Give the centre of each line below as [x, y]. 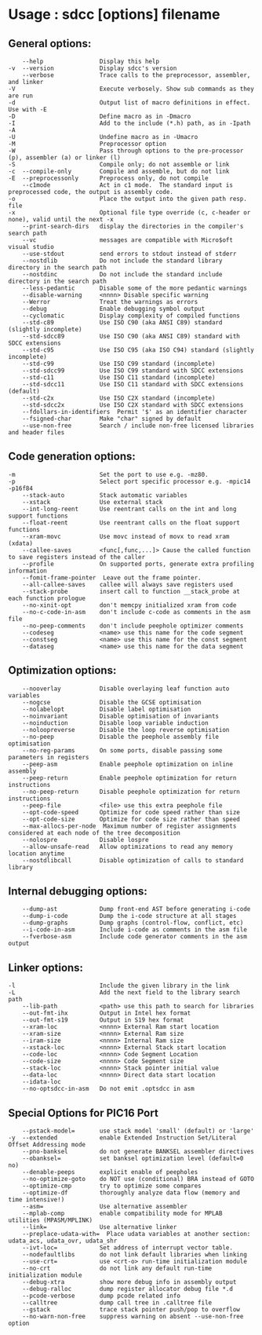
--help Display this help [91, 61]
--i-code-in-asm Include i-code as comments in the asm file [135, 930]
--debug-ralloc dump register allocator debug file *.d [128, 1289]
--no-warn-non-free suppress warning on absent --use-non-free [133, 1317]
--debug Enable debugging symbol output [114, 309]
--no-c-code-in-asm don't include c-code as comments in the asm [136, 612]
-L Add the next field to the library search [124, 993]
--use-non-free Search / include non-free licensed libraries [138, 426]
